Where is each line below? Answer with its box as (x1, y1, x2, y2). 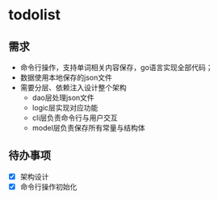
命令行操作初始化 (19, 181, 78, 191)
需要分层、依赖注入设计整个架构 (19, 83, 127, 92)
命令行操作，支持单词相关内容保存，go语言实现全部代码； (19, 63, 213, 72)
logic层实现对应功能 (31, 103, 99, 112)
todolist (8, 6, 61, 24)
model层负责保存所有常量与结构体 (31, 123, 145, 132)
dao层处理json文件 (31, 93, 94, 102)
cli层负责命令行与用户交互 (31, 113, 119, 122)
